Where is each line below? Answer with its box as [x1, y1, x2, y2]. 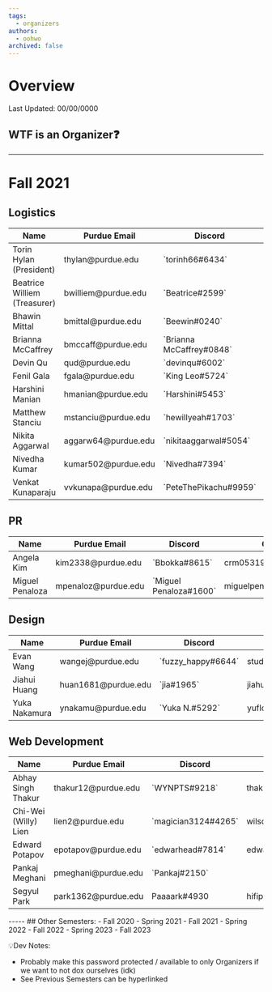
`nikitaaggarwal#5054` [163, 435, 251, 446]
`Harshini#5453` [163, 388, 227, 399]
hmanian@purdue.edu [63, 388, 148, 399]
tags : [8, 11, 27, 20]
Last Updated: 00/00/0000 [8, 104, 99, 113]
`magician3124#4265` [151, 815, 239, 827]
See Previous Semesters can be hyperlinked [19, 974, 168, 984]
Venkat [12, 476, 40, 487]
